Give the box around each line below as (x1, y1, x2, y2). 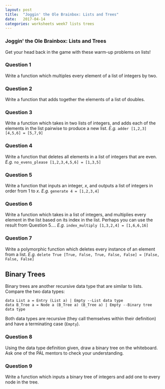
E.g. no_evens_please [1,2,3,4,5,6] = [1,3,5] (5, 159, 101, 165)
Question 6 (5, 200, 32, 207)
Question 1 (5, 61, 31, 68)
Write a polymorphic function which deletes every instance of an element (5, 246, 156, 252)
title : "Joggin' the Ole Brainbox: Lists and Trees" (5, 12, 119, 17)
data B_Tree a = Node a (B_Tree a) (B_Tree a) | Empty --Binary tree (5, 302, 153, 308)
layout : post (5, 7, 32, 12)
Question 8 (5, 333, 32, 340)
